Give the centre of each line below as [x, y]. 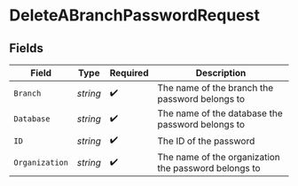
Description [221, 73]
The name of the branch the [216, 88]
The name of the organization [219, 157]
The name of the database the [220, 113]
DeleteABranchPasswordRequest [134, 15]
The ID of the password [206, 141]
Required [129, 73]
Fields [27, 48]
